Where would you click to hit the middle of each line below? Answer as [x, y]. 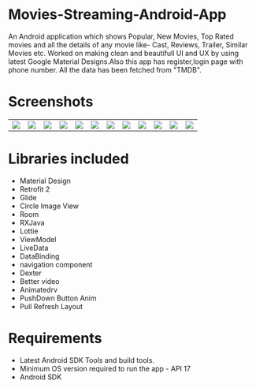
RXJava [32, 222]
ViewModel [38, 239]
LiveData [34, 248]
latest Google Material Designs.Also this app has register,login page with [126, 62]
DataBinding [39, 256]
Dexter [30, 273]
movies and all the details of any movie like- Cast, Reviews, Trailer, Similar [128, 44]
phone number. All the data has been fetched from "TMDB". [105, 69]
